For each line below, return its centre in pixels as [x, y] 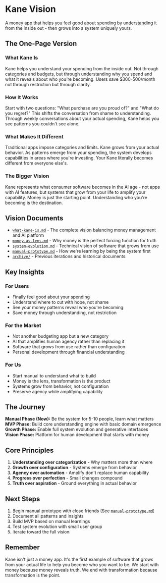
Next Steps [23, 499]
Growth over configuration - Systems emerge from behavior [75, 468]
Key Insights [25, 272]
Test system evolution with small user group [57, 527]
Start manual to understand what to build [54, 375]
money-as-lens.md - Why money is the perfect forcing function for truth [84, 241]
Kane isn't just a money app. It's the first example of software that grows [79, 559]
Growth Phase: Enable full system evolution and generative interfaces [77, 429]
